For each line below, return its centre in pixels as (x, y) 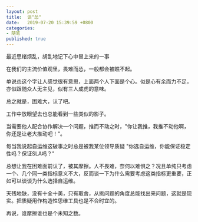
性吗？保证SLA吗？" (30, 153)
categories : (21, 28)
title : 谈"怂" (24, 17)
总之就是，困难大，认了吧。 (40, 101)
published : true (26, 39)
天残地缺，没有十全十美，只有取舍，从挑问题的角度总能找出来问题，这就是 (96, 193)
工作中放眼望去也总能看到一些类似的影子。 (58, 114)
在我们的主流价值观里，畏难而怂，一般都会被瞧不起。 (71, 69)
